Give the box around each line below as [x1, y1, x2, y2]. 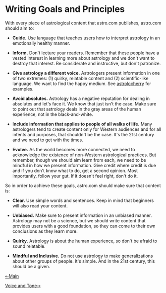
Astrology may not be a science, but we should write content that [12, 217, 146, 223]
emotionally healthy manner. [12, 40, 70, 46]
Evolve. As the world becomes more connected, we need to [12, 146, 135, 152]
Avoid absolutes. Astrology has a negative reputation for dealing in [12, 96, 150, 101]
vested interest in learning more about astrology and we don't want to [12, 55, 155, 61]
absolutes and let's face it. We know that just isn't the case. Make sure [12, 100, 157, 106]
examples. [12, 86, 34, 92]
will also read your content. [12, 202, 68, 208]
